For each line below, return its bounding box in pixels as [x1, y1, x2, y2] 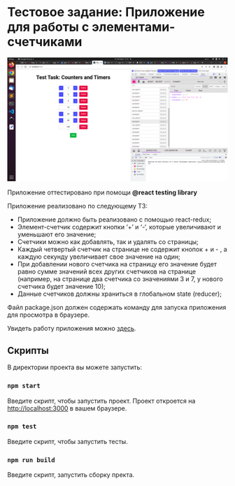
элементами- [92, 19, 176, 35]
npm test [7, 422, 37, 431]
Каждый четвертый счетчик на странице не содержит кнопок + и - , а [17, 245, 227, 254]
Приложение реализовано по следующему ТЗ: [7, 202, 148, 210]
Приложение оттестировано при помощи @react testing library [7, 188, 198, 196]
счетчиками [7, 34, 83, 50]
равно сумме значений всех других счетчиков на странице [17, 267, 197, 276]
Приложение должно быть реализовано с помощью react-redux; [17, 215, 212, 224]
